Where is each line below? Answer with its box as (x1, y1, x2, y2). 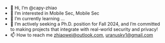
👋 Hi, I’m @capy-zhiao (10, 5, 57, 11)
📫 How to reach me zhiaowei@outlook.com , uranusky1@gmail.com (10, 32, 154, 38)
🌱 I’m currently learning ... (10, 16, 65, 21)
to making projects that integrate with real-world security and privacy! (10, 26, 158, 32)
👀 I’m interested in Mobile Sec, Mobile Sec (10, 10, 100, 16)
